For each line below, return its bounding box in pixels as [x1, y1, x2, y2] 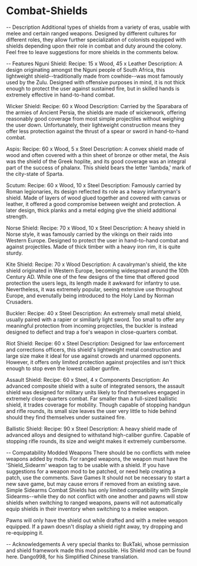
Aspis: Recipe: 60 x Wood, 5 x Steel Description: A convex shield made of [6, 145, 184, 152]
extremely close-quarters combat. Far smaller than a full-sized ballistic [6, 395, 178, 402]
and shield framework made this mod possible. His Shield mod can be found [6, 547, 191, 554]
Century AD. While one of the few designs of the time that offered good [6, 273, 179, 280]
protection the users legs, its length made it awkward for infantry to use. [6, 279, 181, 287]
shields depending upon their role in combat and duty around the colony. [6, 42, 183, 49]
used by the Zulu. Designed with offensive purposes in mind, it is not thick [6, 78, 186, 86]
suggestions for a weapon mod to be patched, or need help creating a [6, 468, 176, 475]
